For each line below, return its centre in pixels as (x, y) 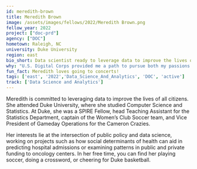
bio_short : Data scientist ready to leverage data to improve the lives (97, 60)
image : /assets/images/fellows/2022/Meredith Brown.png (76, 22)
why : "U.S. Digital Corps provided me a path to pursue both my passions (98, 66)
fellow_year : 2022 (28, 28)
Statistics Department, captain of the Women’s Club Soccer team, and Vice (97, 117)
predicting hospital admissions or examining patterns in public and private (95, 147)
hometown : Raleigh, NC (34, 44)
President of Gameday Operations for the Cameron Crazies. (78, 124)
